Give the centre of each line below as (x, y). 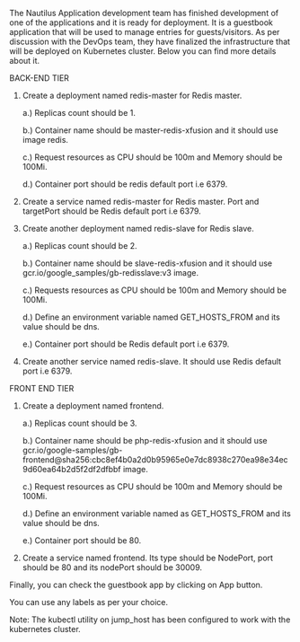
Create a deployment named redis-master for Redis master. (132, 95)
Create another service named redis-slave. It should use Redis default (151, 361)
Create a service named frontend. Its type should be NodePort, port (148, 558)
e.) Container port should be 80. (82, 541)
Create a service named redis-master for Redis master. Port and (141, 202)
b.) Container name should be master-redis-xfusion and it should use (150, 130)
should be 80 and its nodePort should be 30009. (112, 567)
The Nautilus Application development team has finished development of (144, 13)
